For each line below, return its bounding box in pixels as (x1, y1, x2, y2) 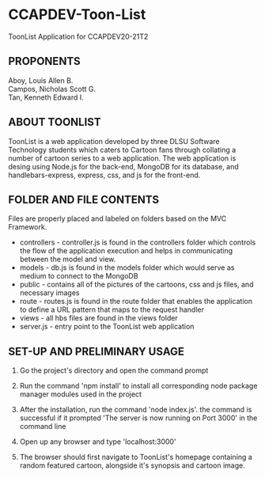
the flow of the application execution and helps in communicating (19, 246, 233, 256)
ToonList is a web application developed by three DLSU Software (8, 136, 220, 146)
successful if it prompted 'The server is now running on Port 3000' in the (19, 413, 258, 423)
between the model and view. (19, 255, 116, 264)
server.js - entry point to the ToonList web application (19, 322, 195, 332)
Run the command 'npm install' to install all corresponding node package (19, 381, 258, 391)
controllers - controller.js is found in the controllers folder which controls (19, 237, 256, 247)
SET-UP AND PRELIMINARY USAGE (8, 344, 184, 358)
